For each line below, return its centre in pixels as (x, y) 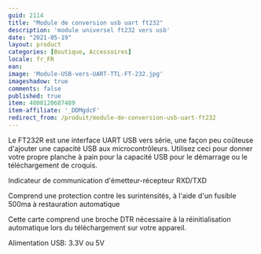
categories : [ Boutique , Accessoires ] (70, 52)
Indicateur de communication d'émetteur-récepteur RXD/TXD (107, 180)
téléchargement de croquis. (53, 165)
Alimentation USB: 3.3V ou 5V (56, 243)
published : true (35, 96)
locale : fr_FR (31, 60)
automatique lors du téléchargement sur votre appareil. (97, 227)
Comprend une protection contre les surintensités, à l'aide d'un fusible (122, 195)
